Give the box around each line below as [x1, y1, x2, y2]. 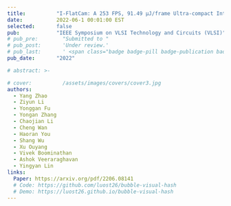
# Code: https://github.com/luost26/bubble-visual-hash [13, 181, 177, 189]
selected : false [7, 23, 72, 30]
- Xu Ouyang [13, 144, 48, 150]
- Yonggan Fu [13, 105, 51, 112]
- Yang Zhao [13, 92, 48, 100]
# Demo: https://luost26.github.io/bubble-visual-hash [13, 188, 174, 195]
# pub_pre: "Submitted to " [7, 36, 109, 43]
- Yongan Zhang [13, 111, 57, 119]
